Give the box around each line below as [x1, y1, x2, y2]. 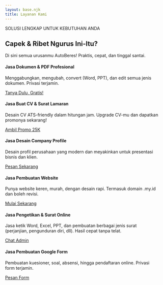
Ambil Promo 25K [5, 127, 41, 132]
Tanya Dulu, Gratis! [5, 90, 44, 95]
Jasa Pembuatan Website [5, 175, 58, 181]
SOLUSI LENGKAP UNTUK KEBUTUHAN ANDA [5, 25, 100, 31]
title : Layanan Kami [5, 12, 48, 17]
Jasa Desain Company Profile [5, 138, 67, 144]
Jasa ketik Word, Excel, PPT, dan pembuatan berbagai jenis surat [5, 222, 137, 229]
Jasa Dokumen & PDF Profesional [5, 63, 75, 69]
